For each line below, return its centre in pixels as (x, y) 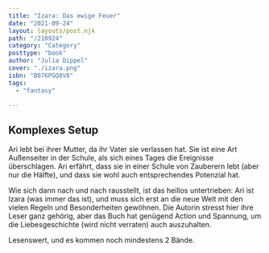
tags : (17, 83)
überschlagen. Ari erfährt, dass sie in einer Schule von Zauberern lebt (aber (134, 166)
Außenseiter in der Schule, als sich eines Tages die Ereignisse (111, 158)
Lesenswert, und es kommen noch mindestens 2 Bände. (101, 240)
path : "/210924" (35, 38)
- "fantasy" (36, 90)
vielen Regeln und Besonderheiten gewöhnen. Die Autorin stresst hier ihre (131, 208)
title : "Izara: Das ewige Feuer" (64, 16)
